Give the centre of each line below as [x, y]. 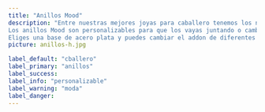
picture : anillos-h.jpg [47, 45]
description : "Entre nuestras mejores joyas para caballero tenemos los [130, 23]
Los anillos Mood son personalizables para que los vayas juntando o [125, 30]
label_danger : [32, 95]
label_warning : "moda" [45, 88]
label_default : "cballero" [52, 59]
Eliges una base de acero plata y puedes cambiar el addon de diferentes [132, 37]
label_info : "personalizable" [58, 81]
